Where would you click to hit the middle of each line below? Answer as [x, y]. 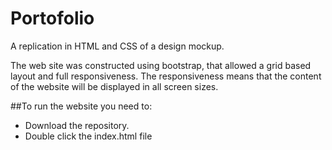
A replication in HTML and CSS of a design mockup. [117, 46]
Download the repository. [77, 125]
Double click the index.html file [88, 136]
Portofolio [52, 18]
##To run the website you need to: [81, 106]
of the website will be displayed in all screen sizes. [114, 86]
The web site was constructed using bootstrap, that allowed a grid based [161, 65]
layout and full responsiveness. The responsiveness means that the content [166, 76]
